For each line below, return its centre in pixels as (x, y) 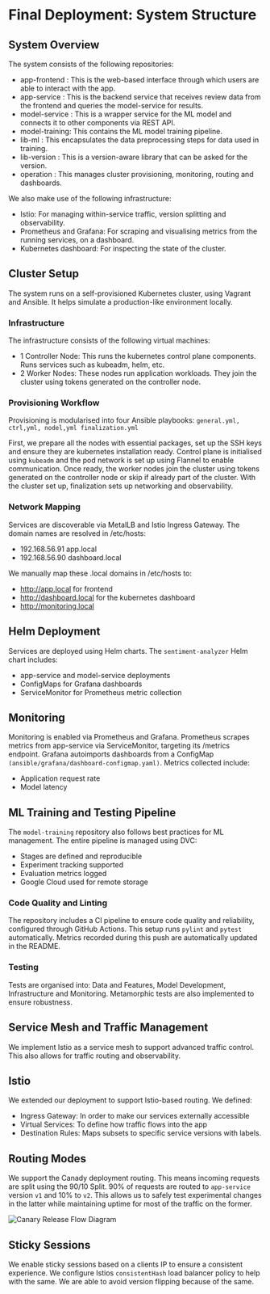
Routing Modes (48, 1159)
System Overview (54, 45)
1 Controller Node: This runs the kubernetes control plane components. (138, 356)
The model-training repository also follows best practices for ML (116, 832)
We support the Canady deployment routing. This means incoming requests (134, 1178)
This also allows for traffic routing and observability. (95, 1056)
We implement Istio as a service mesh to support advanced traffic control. (131, 1047)
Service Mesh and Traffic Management (108, 1028)
